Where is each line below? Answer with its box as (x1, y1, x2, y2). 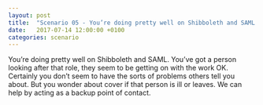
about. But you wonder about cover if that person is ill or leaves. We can (8, 80, 243, 89)
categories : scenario (8, 33, 80, 42)
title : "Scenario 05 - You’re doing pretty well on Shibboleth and (8, 19, 238, 27)
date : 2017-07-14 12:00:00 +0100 (8, 26, 125, 34)
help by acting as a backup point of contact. (8, 88, 151, 98)
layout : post (8, 11, 51, 20)
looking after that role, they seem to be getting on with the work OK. (8, 63, 228, 73)
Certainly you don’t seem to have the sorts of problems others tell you (8, 71, 235, 81)
